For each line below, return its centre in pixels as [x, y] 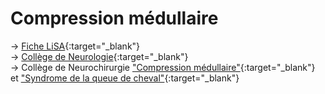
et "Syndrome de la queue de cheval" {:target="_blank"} [125, 78]
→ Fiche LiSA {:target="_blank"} [75, 46]
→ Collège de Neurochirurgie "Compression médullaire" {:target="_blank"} [163, 67]
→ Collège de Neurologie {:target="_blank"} [99, 56]
